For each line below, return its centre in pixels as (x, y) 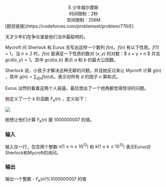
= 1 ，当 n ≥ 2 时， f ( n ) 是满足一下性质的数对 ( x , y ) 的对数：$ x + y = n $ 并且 (83, 54)
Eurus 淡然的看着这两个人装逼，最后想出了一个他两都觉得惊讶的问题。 (77, 88)
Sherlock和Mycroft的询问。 (33, 153)
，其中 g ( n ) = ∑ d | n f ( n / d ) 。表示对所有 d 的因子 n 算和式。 (63, 77)
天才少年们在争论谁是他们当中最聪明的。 (46, 37)
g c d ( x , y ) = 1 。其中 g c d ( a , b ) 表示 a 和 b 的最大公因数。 (62, 60)
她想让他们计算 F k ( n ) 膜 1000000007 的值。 (50, 120)
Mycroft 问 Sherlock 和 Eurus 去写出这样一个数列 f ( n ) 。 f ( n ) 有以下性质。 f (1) (82, 47)
